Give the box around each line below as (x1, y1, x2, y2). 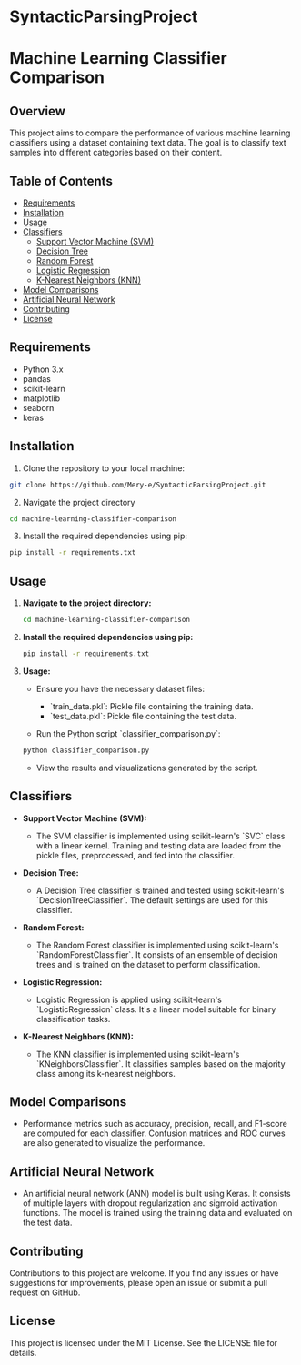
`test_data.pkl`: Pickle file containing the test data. (49, 710, 237, 721)
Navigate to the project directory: (22, 597, 152, 608)
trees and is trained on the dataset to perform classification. (35, 959, 261, 969)
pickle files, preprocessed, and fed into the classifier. (35, 849, 235, 860)
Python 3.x (22, 364, 64, 375)
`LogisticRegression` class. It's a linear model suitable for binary (35, 1003, 276, 1015)
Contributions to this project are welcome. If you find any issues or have (9, 1267, 279, 1279)
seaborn (22, 402, 55, 413)
